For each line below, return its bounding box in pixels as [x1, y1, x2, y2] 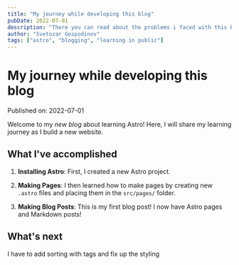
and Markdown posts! [17, 209, 82, 218]
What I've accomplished [7, 148, 117, 160]
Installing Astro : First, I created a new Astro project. [17, 167, 171, 175]
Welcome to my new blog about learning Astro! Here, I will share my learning [7, 120, 232, 129]
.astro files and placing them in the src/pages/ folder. [17, 188, 176, 197]
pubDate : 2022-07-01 [7, 17, 69, 24]
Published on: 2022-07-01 [7, 106, 84, 115]
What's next [7, 231, 63, 243]
